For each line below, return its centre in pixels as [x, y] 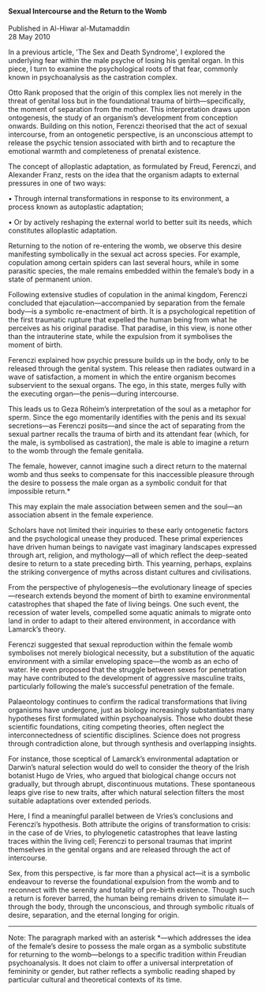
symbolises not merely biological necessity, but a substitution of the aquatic [131, 653]
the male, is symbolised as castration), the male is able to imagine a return [129, 442]
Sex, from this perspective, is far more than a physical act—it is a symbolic [129, 873]
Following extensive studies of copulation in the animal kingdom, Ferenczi [128, 295]
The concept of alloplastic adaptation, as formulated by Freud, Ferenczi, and [132, 166]
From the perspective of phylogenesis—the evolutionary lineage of [117, 587]
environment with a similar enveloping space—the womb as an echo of [123, 662]
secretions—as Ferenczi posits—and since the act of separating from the [127, 426]
